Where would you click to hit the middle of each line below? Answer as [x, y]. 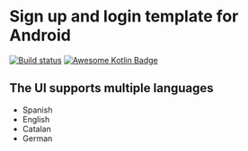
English [36, 119]
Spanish [37, 110]
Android [40, 35]
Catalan [36, 129]
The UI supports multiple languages [111, 88]
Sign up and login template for [124, 17]
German [37, 138]
